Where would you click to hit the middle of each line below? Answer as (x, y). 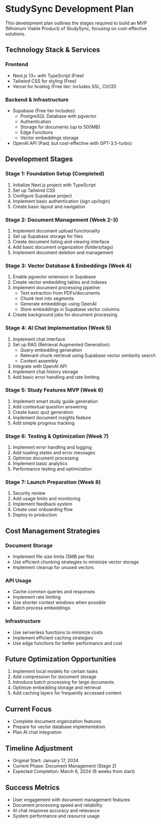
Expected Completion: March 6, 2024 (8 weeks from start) (74, 771)
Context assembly (39, 360)
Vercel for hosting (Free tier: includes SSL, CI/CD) (65, 86)
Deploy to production (35, 515)
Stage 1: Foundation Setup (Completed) (55, 174)
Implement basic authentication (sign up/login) (61, 201)
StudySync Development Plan (70, 9)
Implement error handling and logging (52, 447)
